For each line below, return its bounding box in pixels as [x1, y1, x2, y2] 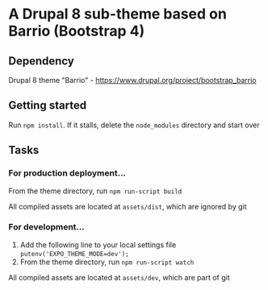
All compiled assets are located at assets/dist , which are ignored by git [8, 201, 247, 211]
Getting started [8, 98, 87, 113]
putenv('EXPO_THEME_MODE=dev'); [19, 250, 129, 258]
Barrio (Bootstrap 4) [8, 22, 145, 40]
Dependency [8, 54, 74, 68]
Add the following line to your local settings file [19, 239, 177, 250]
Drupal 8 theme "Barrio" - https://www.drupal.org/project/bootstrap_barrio [8, 76, 257, 85]
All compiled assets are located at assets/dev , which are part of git [8, 272, 230, 282]
